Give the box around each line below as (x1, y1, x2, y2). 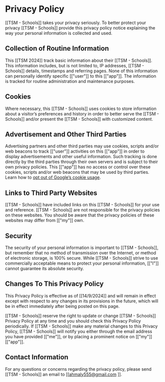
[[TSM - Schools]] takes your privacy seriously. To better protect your (5, 20, 146, 26)
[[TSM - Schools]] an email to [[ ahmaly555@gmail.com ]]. (5, 371, 122, 377)
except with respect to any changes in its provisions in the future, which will (5, 298, 159, 304)
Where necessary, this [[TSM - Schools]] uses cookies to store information (5, 106, 157, 111)
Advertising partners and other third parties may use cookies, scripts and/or (5, 143, 159, 149)
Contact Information (5, 353, 69, 361)
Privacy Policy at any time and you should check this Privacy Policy (5, 318, 141, 324)
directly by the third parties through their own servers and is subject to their (5, 159, 158, 165)
